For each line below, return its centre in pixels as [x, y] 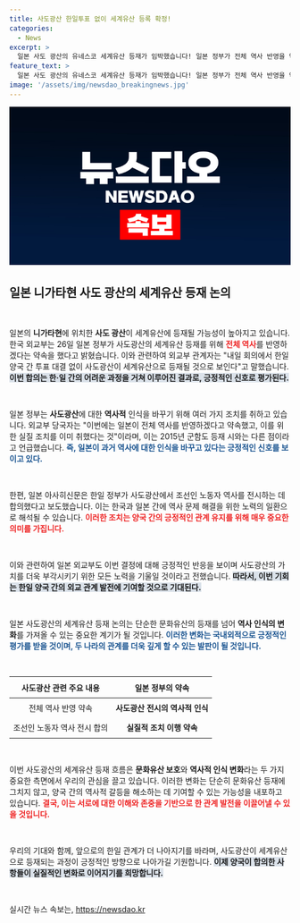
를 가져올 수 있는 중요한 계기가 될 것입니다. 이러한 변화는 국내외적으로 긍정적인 [152, 635]
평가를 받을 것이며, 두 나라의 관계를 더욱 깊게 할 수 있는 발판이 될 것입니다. [135, 646]
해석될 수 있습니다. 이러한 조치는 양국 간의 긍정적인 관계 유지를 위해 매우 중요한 [154, 518]
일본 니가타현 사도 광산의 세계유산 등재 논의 [120, 292]
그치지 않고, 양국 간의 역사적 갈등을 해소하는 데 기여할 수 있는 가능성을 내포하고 [146, 792]
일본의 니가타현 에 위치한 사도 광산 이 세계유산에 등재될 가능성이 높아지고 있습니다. [150, 333]
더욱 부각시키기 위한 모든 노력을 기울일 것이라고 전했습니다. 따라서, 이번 [150, 576]
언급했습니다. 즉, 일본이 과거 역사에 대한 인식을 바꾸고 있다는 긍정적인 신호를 [149, 448]
